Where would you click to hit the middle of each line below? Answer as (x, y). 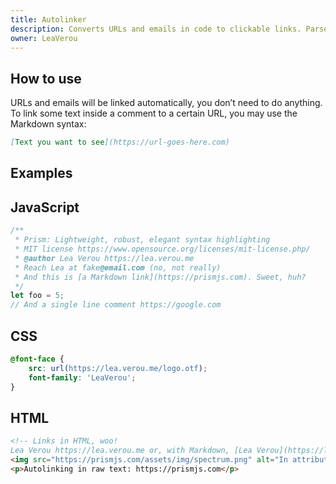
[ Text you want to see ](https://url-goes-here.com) (120, 142)
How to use (46, 78)
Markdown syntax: (48, 124)
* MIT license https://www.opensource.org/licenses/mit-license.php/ (162, 249)
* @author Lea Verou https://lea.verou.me (104, 258)
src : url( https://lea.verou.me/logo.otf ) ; (118, 368)
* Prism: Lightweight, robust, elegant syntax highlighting (142, 240)
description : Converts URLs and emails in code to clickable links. (156, 29)
